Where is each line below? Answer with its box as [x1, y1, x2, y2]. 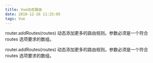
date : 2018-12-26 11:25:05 [5, 12, 61, 17]
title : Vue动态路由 [5, 7, 42, 12]
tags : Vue [5, 16, 26, 21]
